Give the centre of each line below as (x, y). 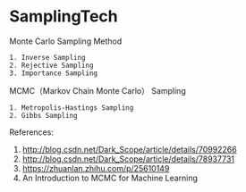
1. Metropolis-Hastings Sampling (72, 108)
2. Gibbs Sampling (43, 115)
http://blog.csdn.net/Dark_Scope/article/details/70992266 (129, 149)
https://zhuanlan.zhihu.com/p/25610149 (96, 168)
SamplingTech (64, 17)
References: (31, 132)
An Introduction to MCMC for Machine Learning (110, 178)
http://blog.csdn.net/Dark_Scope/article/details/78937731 (128, 159)
